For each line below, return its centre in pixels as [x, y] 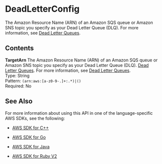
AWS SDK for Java [31, 146]
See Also [19, 101]
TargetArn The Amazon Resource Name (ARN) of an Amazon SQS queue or [81, 60]
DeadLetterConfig [42, 9]
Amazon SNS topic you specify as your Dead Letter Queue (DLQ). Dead [77, 65]
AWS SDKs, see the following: [35, 118]
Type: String [17, 75]
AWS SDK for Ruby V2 [34, 156]
